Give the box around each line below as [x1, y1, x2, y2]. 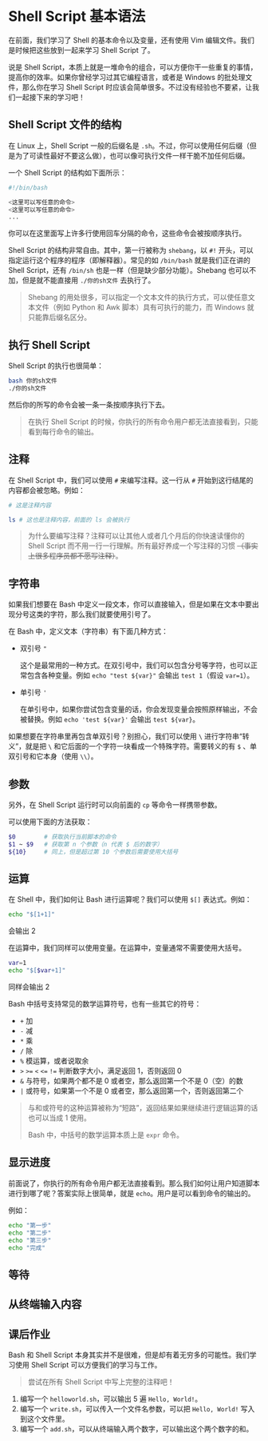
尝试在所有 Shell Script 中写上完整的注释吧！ [27, 1377, 175, 1387]
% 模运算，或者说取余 [19, 1056, 89, 1066]
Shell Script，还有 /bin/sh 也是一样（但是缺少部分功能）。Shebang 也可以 [8, 266, 250, 275]
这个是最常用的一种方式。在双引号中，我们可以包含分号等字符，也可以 [19, 661, 251, 670]
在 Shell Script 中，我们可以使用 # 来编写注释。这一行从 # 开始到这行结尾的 [8, 475, 254, 485]
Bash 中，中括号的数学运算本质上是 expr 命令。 [27, 1130, 183, 1140]
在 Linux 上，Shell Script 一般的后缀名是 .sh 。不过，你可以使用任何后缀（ [8, 141, 250, 150]
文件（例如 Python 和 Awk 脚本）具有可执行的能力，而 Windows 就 [34, 302, 254, 312]
